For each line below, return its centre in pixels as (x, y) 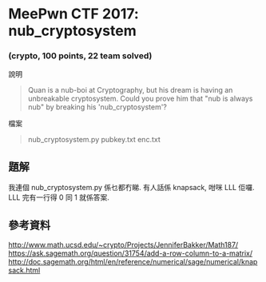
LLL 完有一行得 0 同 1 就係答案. (59, 197)
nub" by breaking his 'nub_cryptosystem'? (97, 107)
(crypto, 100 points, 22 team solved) (80, 56)
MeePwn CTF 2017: (74, 14)
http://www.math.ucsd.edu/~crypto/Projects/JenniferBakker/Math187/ (123, 245)
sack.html (24, 270)
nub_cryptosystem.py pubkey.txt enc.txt (94, 140)
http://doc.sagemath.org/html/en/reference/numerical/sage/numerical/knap (133, 262)
